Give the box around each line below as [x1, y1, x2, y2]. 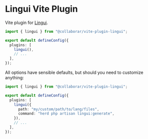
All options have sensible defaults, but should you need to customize [5, 69, 144, 75]
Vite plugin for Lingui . [5, 20, 48, 25]
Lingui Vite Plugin [5, 3, 78, 15]
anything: [5, 75, 24, 81]
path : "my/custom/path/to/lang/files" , [18, 107, 99, 112]
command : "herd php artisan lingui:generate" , [18, 111, 115, 116]
